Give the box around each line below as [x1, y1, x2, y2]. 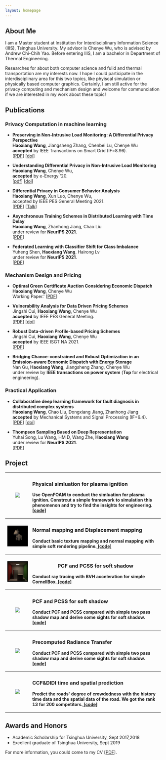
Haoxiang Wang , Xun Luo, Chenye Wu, [12, 193, 93, 199]
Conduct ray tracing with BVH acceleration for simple [32, 573, 145, 579]
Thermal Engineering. [5, 56, 49, 62]
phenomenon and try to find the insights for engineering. [32, 502, 153, 508]
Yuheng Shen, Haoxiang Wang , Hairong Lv [12, 249, 100, 255]
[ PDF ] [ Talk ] [12, 204, 37, 210]
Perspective [12, 137, 38, 143]
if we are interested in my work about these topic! [5, 91, 106, 97]
